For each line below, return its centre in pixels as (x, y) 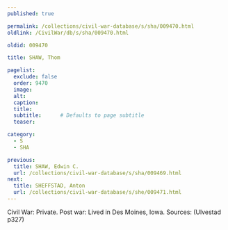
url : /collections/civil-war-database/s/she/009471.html (98, 192)
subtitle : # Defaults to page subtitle (79, 115)
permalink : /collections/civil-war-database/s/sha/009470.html (101, 26)
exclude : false (35, 77)
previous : (22, 160)
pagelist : (22, 70)
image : (23, 90)
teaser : (25, 122)
